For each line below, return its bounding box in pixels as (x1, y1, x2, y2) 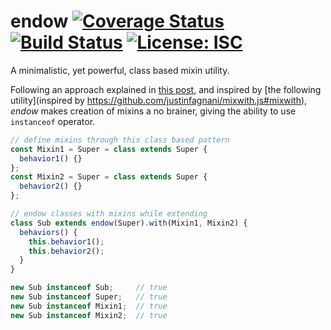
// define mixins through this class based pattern (10, 135, 230, 145)
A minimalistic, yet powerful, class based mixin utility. (10, 64, 230, 76)
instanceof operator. (10, 115, 96, 127)
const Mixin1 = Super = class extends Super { (10, 144, 208, 154)
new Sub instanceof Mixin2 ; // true (10, 310, 168, 320)
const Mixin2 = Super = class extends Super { (10, 172, 208, 182)
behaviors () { (19, 227, 78, 237)
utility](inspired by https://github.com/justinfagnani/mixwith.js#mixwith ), (10, 94, 308, 106)
